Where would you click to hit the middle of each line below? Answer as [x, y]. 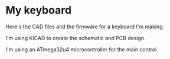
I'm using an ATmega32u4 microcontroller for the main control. [82, 49]
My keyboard [39, 10]
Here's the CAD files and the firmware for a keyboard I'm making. [85, 27]
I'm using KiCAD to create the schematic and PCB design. [76, 38]
